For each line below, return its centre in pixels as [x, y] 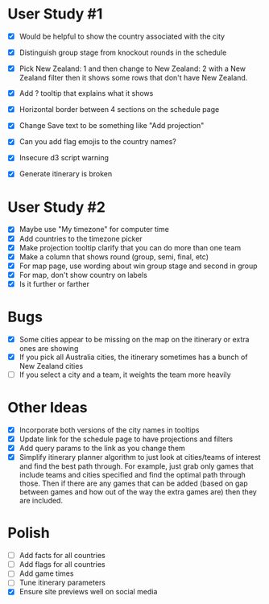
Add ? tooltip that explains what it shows [86, 93]
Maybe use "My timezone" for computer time [94, 230]
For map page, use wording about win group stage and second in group [139, 266]
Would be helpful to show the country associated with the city [122, 36]
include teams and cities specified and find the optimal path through [132, 475]
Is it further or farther [54, 283]
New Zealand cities [51, 366]
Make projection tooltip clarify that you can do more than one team [130, 247]
